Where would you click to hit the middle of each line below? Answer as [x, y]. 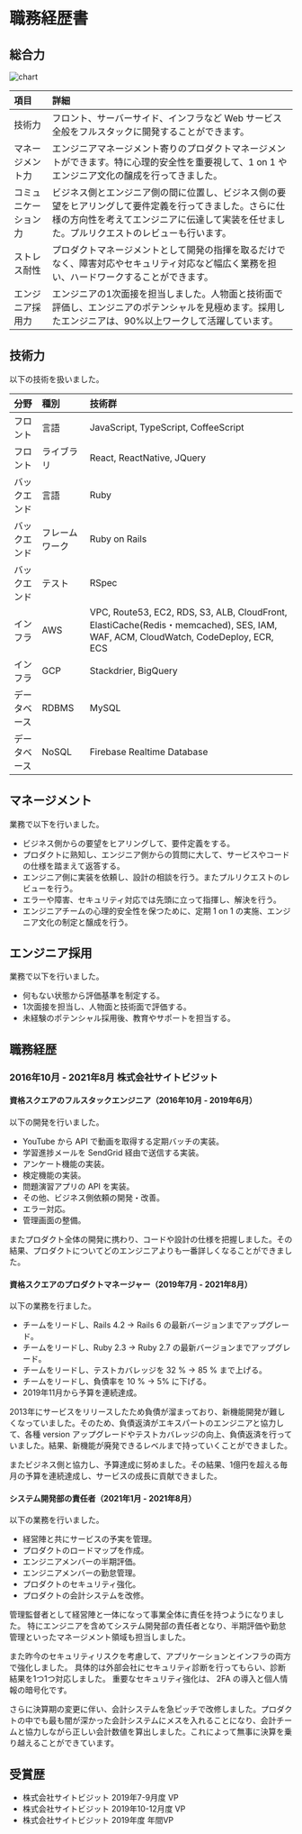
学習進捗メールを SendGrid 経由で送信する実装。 [113, 1152]
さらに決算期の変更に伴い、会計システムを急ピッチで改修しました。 [135, 1710]
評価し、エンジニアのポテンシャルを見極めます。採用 [164, 307]
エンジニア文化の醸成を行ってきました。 [138, 175]
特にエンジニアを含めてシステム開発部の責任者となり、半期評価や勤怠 [156, 1626]
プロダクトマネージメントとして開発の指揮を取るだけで [169, 250]
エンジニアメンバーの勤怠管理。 [81, 1573]
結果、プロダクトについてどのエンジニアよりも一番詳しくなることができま [147, 1250]
